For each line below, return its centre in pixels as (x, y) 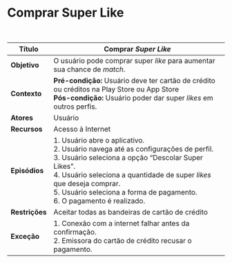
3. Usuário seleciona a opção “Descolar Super (128, 157)
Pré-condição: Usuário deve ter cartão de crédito (134, 80)
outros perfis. (75, 107)
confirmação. (75, 232)
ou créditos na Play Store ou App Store (116, 89)
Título (29, 48)
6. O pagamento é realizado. (99, 201)
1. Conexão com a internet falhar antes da (122, 223)
